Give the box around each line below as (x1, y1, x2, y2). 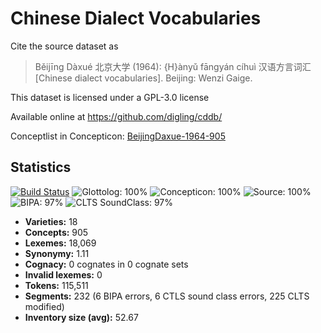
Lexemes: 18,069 (24, 237, 97, 249)
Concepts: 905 (24, 226, 89, 238)
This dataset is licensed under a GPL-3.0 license (10, 91, 210, 103)
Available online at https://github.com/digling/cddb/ (10, 110, 223, 122)
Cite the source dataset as (10, 40, 119, 52)
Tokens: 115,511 (24, 279, 89, 291)
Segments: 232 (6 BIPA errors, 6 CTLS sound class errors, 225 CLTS (24, 290, 310, 302)
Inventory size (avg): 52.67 (24, 311, 139, 323)
